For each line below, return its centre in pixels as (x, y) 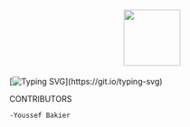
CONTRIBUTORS (41, 98)
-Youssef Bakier (40, 115)
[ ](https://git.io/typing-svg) (86, 81)
